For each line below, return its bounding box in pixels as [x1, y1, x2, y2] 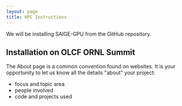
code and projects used [14, 93, 72, 100]
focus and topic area [14, 81, 65, 88]
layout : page [6, 8, 38, 15]
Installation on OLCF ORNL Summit [6, 47, 136, 57]
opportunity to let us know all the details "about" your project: [6, 69, 156, 77]
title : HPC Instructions [6, 14, 67, 20]
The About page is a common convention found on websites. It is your [6, 63, 176, 70]
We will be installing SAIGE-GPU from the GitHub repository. [6, 30, 151, 37]
